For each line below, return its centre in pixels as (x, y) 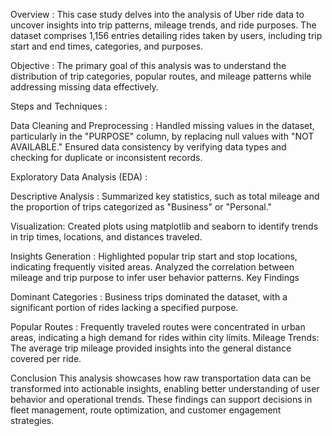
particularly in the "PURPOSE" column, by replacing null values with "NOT (162, 136)
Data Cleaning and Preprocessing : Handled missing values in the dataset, (162, 125)
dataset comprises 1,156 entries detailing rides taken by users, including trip (166, 35)
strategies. (32, 420)
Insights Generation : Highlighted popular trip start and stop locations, (154, 256)
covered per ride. (46, 358)
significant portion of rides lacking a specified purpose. (124, 307)
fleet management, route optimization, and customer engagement (146, 410)
